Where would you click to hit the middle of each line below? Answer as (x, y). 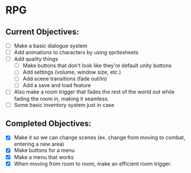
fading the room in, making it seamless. (62, 98)
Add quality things (36, 59)
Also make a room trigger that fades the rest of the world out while (94, 92)
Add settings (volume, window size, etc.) (72, 72)
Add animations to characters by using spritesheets (76, 53)
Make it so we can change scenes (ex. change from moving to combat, (100, 137)
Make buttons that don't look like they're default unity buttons (97, 65)
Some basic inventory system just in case (64, 105)
